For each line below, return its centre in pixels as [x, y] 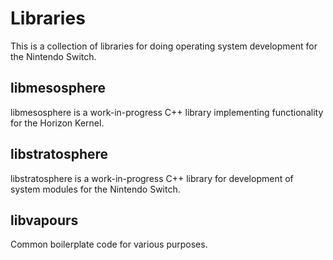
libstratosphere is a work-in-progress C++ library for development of [152, 178]
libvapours [44, 220]
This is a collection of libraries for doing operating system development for [164, 46]
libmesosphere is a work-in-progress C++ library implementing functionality [167, 112]
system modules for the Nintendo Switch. [95, 189]
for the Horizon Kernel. [57, 123]
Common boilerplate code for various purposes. [109, 244]
